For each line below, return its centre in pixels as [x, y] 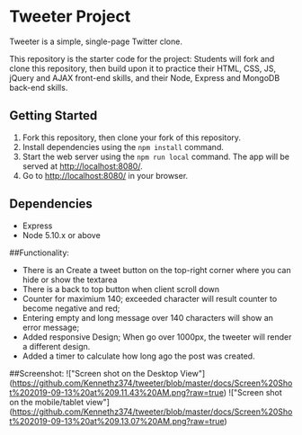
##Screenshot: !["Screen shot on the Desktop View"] [107, 373]
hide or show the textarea [70, 280]
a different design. [56, 346]
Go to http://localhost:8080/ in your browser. [105, 175]
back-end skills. [39, 87]
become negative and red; [71, 308]
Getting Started [53, 115]
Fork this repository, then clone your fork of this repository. [131, 138]
